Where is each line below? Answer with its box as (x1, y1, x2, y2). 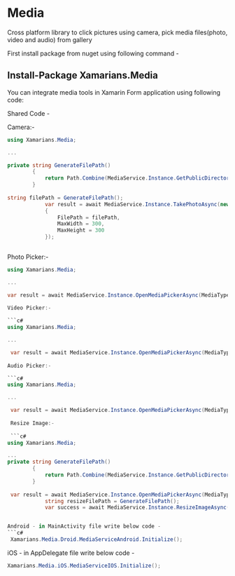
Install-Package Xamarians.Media (7, 69, 159, 81)
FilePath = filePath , (57, 214, 120, 221)
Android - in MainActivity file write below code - (7, 523, 161, 530)
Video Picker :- (7, 304, 52, 312)
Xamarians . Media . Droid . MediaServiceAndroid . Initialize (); (10, 536, 183, 543)
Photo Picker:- (7, 253, 49, 261)
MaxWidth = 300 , (57, 220, 105, 227)
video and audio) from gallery (7, 35, 92, 43)
